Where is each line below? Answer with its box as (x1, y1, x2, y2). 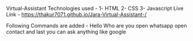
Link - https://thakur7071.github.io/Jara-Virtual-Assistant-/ (6, 11, 147, 18)
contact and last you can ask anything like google (6, 28, 127, 35)
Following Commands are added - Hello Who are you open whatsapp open (6, 23, 187, 29)
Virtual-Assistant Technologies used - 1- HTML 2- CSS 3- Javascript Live (6, 5, 184, 12)
